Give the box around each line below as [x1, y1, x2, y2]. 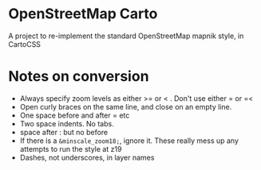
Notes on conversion [8, 68, 149, 86]
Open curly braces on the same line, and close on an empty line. [19, 102, 232, 111]
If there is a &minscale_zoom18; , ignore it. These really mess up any [19, 136, 239, 145]
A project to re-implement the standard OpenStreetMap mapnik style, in [8, 31, 244, 41]
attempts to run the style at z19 [19, 144, 122, 153]
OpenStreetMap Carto [8, 5, 158, 23]
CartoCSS [8, 39, 42, 48]
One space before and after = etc [19, 110, 130, 120]
